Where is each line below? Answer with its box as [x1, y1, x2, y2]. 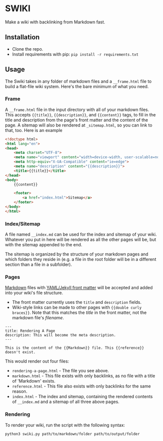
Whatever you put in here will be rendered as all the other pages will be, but [5, 237, 156, 242]
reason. [12, 388, 28, 394]
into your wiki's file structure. [5, 290, 64, 296]
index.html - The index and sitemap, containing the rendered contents [12, 394, 153, 400]
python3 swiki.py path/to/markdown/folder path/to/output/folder [5, 431, 140, 436]
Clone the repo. [12, 46, 44, 52]
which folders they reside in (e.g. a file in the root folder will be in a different [5, 257, 157, 262]
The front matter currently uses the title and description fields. [12, 299, 142, 305]
